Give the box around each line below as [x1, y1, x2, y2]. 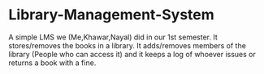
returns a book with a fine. [8, 58, 97, 68]
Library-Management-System [8, 6, 215, 24]
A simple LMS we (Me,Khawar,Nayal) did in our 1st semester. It [8, 32, 218, 42]
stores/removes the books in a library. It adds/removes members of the [8, 40, 246, 50]
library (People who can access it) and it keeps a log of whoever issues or [8, 49, 256, 59]
